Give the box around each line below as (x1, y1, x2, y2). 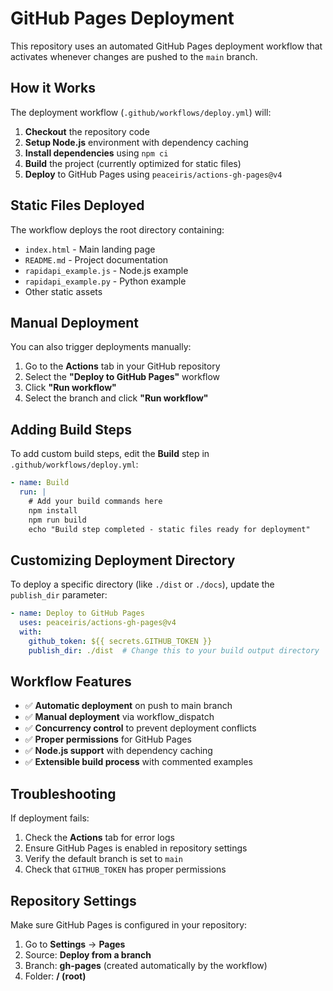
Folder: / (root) (24, 970, 87, 982)
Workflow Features (10, 673, 132, 691)
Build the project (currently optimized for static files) (24, 157, 242, 169)
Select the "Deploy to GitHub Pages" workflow (24, 371, 221, 383)
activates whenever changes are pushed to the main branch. (10, 50, 258, 62)
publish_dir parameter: (10, 589, 108, 601)
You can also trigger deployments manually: (10, 341, 192, 353)
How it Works (10, 80, 96, 97)
